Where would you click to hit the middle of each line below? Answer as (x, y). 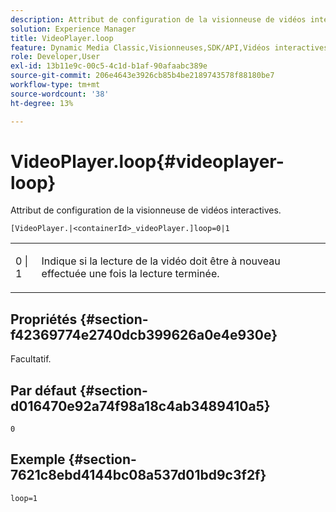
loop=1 (24, 498)
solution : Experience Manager (73, 29)
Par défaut (43, 390)
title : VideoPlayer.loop (62, 38)
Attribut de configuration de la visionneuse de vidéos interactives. (146, 210)
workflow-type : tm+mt (55, 85)
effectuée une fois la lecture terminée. (130, 274)
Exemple (38, 459)
